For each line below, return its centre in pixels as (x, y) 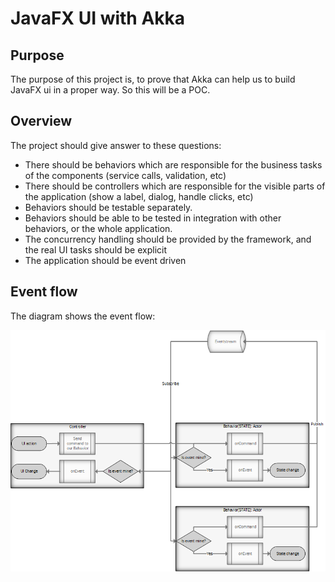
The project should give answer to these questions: (116, 145)
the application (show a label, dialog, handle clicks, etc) (139, 196)
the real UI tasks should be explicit (96, 249)
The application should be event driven (105, 260)
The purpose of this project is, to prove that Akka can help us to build (153, 79)
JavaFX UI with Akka (98, 18)
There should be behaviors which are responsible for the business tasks (173, 164)
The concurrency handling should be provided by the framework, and (168, 239)
